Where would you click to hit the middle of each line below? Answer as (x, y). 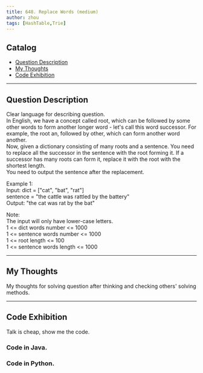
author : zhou (23, 18)
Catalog (21, 47)
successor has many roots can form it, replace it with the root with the (93, 159)
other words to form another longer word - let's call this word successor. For (101, 127)
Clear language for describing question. (56, 114)
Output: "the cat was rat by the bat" (50, 203)
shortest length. (26, 166)
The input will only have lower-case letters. (60, 221)
